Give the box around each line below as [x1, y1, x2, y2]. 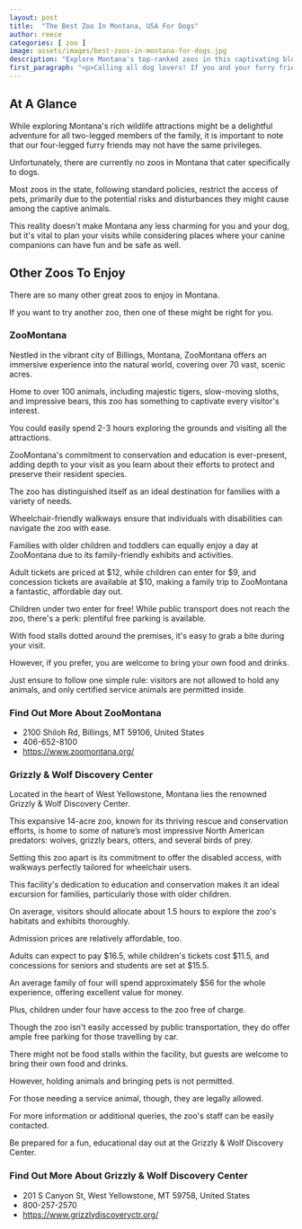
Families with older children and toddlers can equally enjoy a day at [9, 540, 259, 551]
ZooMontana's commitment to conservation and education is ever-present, [9, 449, 288, 460]
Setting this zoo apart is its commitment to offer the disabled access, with [9, 853, 281, 863]
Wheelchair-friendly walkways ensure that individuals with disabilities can [9, 513, 283, 524]
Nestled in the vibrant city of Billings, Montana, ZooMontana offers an [9, 349, 267, 360]
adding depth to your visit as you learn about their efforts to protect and [9, 459, 275, 470]
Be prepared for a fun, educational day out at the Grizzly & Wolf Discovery [9, 1137, 284, 1148]
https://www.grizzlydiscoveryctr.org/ [22, 1209, 159, 1220]
